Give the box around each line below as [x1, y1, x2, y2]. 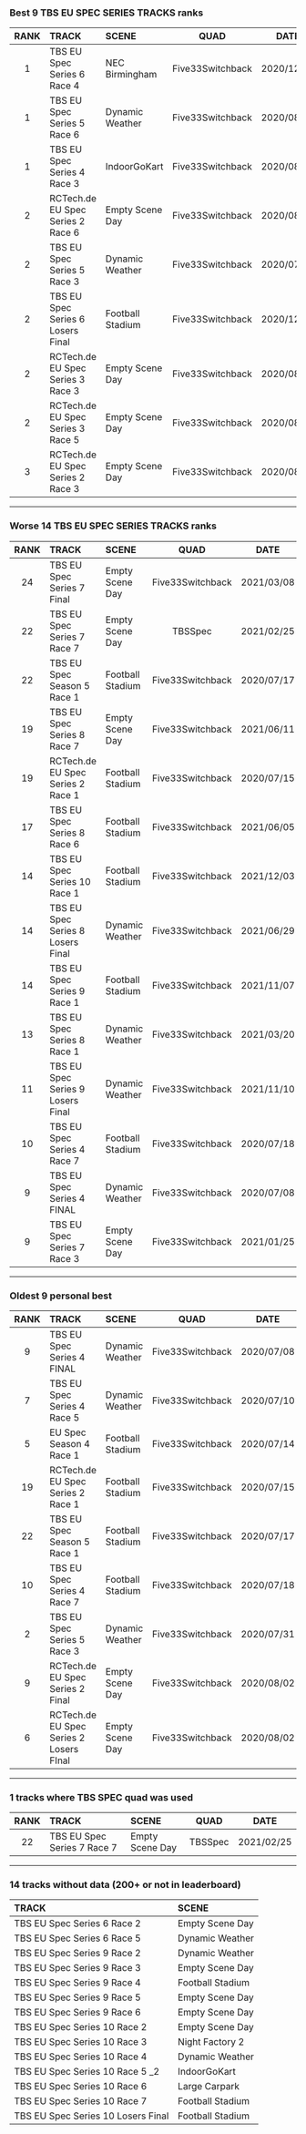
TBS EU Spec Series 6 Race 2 [14, 1917, 141, 1930]
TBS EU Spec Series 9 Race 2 [14, 1947, 141, 1960]
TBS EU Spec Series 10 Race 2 [14, 2021, 148, 2034]
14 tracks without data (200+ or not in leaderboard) [9, 1879, 241, 1892]
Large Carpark [177, 2080, 240, 2093]
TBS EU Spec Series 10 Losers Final [14, 2109, 169, 2122]
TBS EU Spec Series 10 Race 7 [14, 2095, 148, 2108]
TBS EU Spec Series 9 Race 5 [14, 1991, 141, 2004]
